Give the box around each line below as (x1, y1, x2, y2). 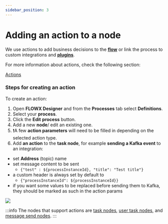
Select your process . (12, 110, 57, 117)
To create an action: (5, 95, 47, 102)
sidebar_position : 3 (5, 7, 49, 13)
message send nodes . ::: (5, 212, 57, 219)
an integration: (12, 146, 43, 152)
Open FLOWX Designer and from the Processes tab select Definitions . (12, 105, 163, 111)
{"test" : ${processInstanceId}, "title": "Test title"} (20, 167, 144, 172)
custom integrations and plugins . (5, 51, 75, 58)
